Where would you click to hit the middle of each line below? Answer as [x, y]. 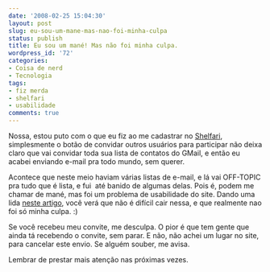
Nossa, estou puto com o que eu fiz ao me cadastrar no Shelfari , [116, 136]
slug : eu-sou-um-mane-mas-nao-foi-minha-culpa [88, 31]
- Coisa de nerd [35, 68]
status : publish [35, 38]
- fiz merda [28, 91]
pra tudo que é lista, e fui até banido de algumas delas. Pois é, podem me [131, 185]
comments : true [34, 113]
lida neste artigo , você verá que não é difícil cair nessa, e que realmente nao [135, 203]
